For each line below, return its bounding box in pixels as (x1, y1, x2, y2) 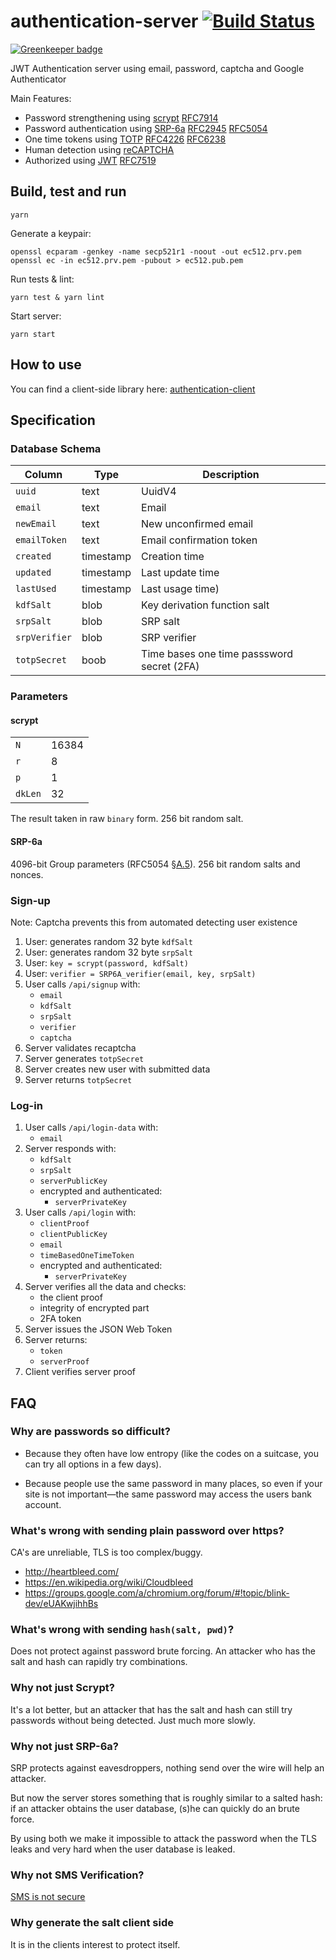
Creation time (141, 550, 205, 564)
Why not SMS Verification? (10, 1868, 145, 1882)
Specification (10, 411, 96, 429)
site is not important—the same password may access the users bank (24, 1488, 312, 1500)
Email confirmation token (141, 533, 258, 547)
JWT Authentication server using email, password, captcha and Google (10, 62, 305, 74)
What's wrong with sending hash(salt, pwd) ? (10, 1623, 235, 1637)
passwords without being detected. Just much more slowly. (10, 1714, 257, 1726)
